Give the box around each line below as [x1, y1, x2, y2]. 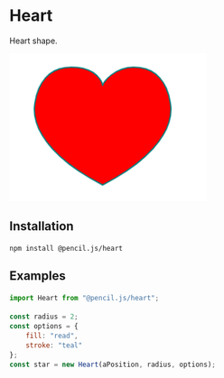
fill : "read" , [25, 331, 79, 341]
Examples [9, 268, 66, 284]
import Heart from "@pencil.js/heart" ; [9, 293, 160, 302]
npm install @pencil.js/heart [9, 244, 124, 253]
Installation [9, 218, 74, 235]
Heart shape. [9, 35, 58, 46]
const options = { [9, 322, 79, 331]
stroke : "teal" [25, 340, 83, 350]
